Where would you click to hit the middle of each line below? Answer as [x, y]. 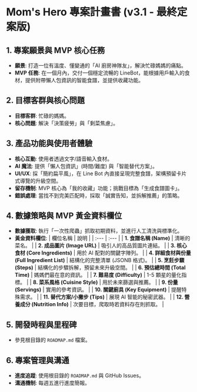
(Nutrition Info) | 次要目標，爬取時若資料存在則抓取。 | [98, 304]
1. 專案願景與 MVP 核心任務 [56, 50]
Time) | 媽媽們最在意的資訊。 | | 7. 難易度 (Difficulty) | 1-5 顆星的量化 [98, 275]
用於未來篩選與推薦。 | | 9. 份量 [140, 282]
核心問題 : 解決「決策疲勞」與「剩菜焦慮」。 [66, 123]
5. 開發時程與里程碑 [41, 325]
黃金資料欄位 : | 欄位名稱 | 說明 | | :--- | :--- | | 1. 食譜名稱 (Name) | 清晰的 [102, 238]
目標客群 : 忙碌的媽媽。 [42, 116]
